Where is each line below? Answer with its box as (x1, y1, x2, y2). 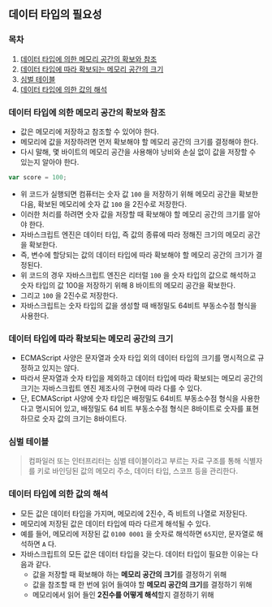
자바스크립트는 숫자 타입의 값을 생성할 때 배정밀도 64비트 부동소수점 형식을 (19, 300, 257, 310)
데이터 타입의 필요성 (8, 7, 102, 22)
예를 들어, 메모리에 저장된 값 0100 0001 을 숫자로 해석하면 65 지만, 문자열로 (19, 528, 255, 538)
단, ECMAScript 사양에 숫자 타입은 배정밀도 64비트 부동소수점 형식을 (19, 394, 240, 403)
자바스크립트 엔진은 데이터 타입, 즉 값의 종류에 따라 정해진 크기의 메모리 (19, 230, 246, 239)
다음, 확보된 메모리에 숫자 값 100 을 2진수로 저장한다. (19, 199, 187, 209)
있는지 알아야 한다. (19, 157, 80, 166)
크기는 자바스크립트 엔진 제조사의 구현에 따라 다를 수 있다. (19, 384, 203, 394)
